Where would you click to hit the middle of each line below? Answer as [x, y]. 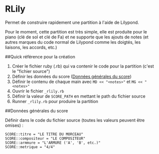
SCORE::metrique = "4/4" [30, 147]
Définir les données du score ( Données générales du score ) [72, 76]
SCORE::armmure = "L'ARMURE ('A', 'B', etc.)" [53, 143]
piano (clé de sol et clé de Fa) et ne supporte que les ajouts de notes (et [77, 37]
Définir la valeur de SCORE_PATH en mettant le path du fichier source [79, 96]
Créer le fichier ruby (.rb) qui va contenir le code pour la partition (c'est [83, 66]
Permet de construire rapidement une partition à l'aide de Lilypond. [72, 22]
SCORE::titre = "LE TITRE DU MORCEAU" [44, 134]
